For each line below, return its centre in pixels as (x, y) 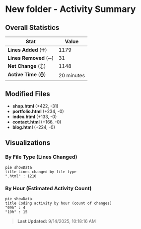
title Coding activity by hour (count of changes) (59, 203)
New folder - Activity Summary (70, 9)
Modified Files (28, 94)
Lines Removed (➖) (31, 58)
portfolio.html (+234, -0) (38, 111)
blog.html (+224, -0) (34, 127)
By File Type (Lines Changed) (41, 157)
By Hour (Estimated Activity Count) (48, 189)
